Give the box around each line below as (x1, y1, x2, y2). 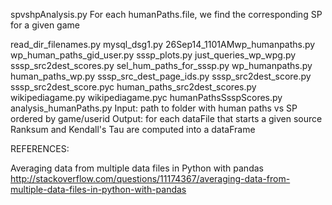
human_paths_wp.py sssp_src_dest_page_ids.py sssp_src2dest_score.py (10, 70, 312, 82)
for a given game (10, 19, 80, 31)
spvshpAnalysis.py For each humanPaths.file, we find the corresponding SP (10, 9, 323, 20)
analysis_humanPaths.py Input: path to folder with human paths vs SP (10, 102, 298, 114)
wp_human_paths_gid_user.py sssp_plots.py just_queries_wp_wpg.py (10, 49, 297, 61)
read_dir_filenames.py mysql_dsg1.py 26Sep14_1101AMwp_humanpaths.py (10, 39, 316, 50)
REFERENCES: (10, 143, 70, 154)
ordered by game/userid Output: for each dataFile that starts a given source (10, 113, 323, 124)
